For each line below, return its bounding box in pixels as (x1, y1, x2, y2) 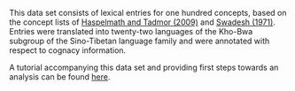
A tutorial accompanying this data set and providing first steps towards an (9, 62, 279, 72)
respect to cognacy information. (9, 45, 127, 56)
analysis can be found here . (9, 72, 111, 82)
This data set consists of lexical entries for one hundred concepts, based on (9, 8, 287, 18)
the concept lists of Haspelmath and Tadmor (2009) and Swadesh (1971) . (9, 17, 276, 27)
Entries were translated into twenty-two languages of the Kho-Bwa (9, 27, 253, 36)
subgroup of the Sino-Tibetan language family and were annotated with (9, 35, 270, 46)
